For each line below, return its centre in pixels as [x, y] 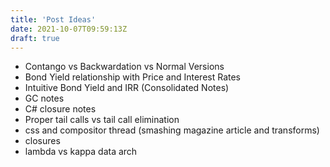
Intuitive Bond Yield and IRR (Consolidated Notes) [127, 88]
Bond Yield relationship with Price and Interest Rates [133, 77]
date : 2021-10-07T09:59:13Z [69, 29]
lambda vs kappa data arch [81, 152]
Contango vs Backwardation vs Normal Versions [124, 67]
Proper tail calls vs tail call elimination [102, 120]
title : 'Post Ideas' [53, 19]
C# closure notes [60, 109]
